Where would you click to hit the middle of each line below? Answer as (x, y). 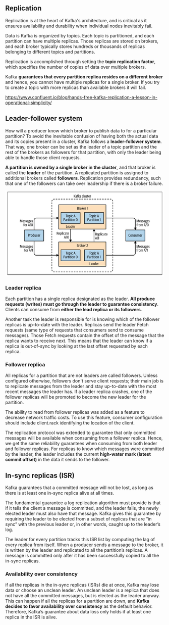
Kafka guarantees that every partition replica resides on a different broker (84, 77)
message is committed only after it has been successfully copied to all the (82, 556)
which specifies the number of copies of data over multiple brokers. (76, 67)
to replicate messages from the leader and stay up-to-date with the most (81, 387)
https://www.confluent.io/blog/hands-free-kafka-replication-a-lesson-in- (81, 97)
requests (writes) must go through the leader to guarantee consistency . (82, 304)
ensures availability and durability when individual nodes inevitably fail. (79, 26)
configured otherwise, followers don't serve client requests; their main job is (84, 381)
